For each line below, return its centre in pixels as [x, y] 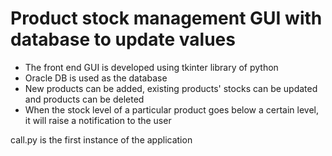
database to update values [123, 39]
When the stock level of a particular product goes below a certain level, [172, 109]
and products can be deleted [84, 99]
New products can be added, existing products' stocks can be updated [171, 88]
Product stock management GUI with [166, 18]
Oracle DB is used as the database [96, 78]
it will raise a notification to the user [98, 120]
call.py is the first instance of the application [101, 139]
